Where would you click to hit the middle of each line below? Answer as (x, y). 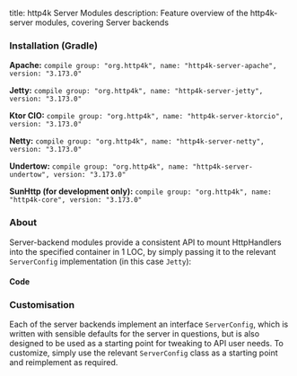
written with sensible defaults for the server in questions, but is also (135, 334)
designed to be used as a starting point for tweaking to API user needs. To (147, 344)
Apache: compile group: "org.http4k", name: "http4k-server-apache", (143, 66)
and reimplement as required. (64, 363)
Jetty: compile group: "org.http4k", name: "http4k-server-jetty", (136, 91)
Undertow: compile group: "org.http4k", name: (99, 166)
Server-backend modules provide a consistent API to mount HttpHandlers (145, 242)
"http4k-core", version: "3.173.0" (76, 200)
